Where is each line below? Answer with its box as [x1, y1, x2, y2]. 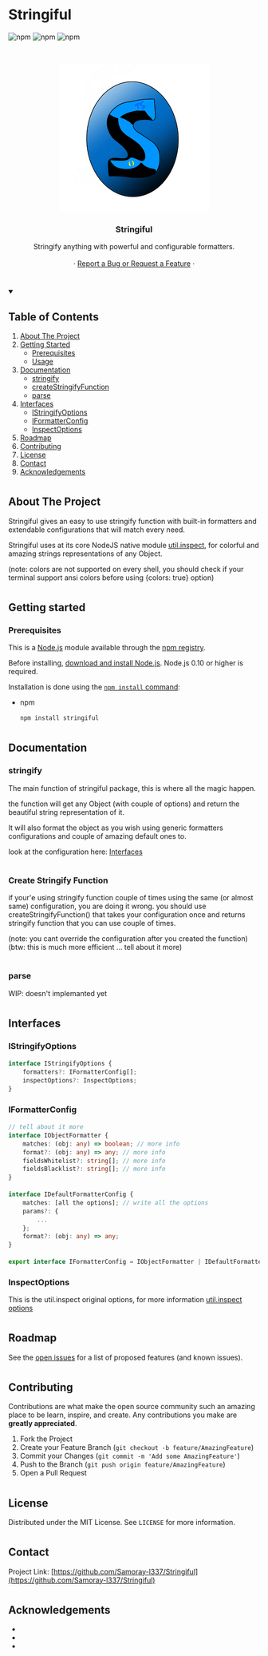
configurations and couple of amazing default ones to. [8, 831, 187, 840]
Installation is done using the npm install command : [8, 682, 181, 692]
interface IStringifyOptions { [8, 1060, 112, 1068]
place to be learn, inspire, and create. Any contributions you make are [8, 1410, 238, 1420]
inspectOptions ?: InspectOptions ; [22, 1077, 137, 1085]
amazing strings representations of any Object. [8, 549, 163, 558]
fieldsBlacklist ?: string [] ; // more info [22, 1165, 166, 1173]
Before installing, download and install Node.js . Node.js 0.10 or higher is [8, 658, 243, 668]
